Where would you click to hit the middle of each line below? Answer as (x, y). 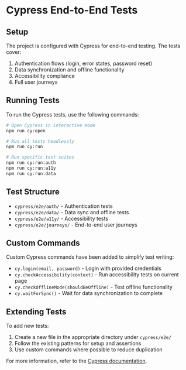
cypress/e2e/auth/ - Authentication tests (63, 206)
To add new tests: (27, 326)
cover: (14, 52)
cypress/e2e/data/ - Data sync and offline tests (72, 212)
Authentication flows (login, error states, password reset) (83, 63)
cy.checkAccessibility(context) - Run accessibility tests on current (97, 275)
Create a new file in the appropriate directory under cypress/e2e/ (93, 337)
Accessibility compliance (44, 76)
